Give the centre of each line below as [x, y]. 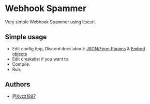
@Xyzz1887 [24, 96]
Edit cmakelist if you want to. [41, 59]
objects [20, 54]
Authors [18, 84]
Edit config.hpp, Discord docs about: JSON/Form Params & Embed [78, 48]
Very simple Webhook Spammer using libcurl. [50, 22]
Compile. [21, 64]
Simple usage [26, 37]
